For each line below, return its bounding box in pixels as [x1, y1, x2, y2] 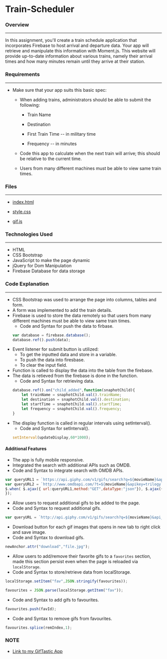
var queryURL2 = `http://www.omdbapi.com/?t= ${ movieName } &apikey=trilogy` [5, 481, 164, 487]
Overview [5, 21, 29, 28]
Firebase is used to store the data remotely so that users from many [12, 312, 152, 318]
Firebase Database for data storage [12, 268, 85, 274]
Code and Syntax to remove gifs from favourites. [12, 615, 112, 622]
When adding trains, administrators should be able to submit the [19, 96, 152, 103]
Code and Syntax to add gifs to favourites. [12, 597, 99, 603]
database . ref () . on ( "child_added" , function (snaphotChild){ [12, 388, 135, 393]
